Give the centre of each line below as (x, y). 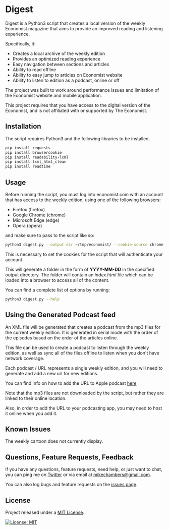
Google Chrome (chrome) (39, 215)
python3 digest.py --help (32, 299)
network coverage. (25, 358)
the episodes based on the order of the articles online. (62, 338)
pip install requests (28, 148)
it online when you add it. (31, 413)
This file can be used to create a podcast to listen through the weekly (77, 347)
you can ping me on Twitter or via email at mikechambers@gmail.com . (78, 475)
